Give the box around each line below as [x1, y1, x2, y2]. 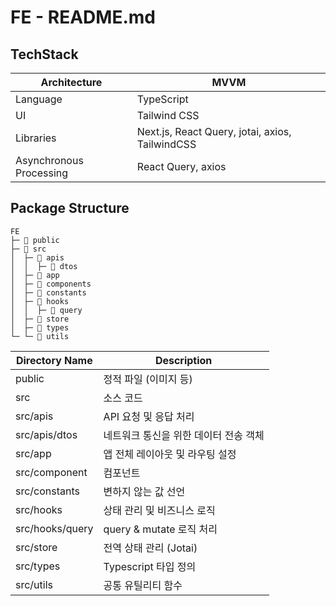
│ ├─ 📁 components [10, 279, 92, 289]
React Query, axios [136, 160, 227, 173]
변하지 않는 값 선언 [103, 484, 186, 498]
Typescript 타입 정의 [103, 559, 197, 573]
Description [154, 353, 213, 367]
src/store [15, 540, 58, 554]
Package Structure [10, 200, 130, 217]
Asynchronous [15, 154, 84, 167]
